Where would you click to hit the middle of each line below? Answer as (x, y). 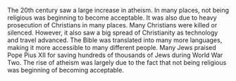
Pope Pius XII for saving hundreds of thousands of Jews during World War (115, 55)
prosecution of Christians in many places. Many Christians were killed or (112, 25)
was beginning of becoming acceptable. (66, 70)
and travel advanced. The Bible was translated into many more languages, (115, 40)
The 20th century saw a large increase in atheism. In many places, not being (118, 10)
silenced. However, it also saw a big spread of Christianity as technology (113, 32)
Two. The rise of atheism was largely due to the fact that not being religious (117, 62)
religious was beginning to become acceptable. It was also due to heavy (112, 18)
